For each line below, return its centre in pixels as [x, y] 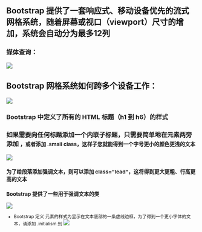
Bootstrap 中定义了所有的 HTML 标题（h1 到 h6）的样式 [87, 117]
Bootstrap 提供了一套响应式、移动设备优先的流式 [98, 11]
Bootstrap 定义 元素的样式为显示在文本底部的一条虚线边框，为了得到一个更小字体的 [100, 217]
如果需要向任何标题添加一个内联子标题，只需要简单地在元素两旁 [99, 135]
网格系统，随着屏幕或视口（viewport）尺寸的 [91, 22]
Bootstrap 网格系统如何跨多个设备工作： [82, 86]
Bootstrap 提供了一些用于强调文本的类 [53, 194]
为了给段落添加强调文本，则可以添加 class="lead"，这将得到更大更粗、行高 [98, 172]
